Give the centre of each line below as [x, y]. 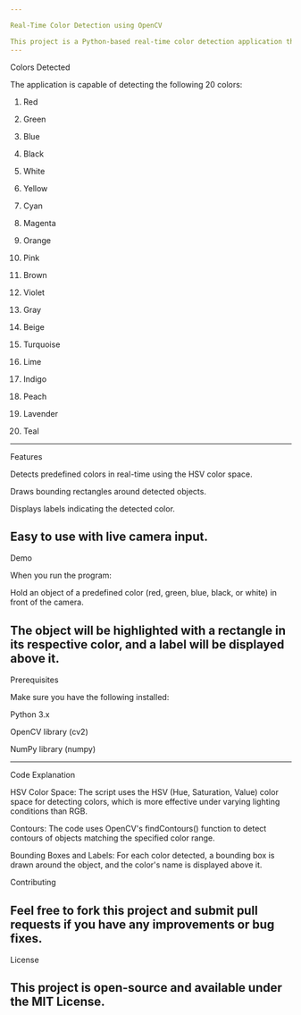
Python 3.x [30, 715]
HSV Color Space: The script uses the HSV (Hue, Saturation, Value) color [145, 792]
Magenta [39, 223]
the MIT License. [58, 1002]
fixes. [26, 939]
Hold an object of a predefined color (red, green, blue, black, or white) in [144, 593]
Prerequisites [34, 680]
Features [26, 456]
